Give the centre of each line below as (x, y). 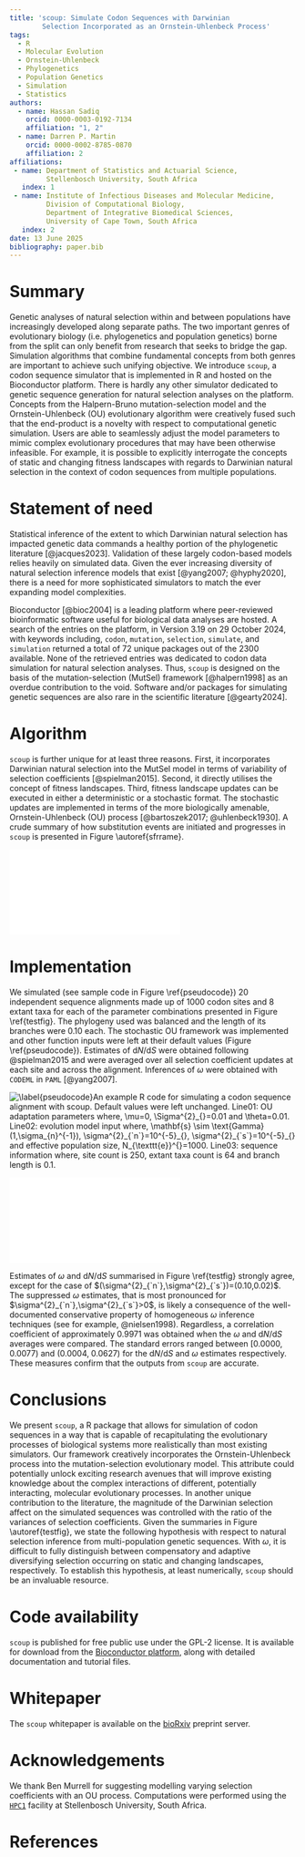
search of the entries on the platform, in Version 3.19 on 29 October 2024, (148, 629)
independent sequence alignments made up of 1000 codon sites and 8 (142, 1002)
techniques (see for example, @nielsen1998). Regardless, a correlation (142, 1324)
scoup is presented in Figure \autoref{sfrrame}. (97, 837)
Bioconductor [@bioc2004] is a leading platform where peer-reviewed (141, 610)
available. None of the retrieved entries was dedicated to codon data (138, 658)
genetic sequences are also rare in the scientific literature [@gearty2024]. (148, 697)
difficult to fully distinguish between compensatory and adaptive (130, 1551)
